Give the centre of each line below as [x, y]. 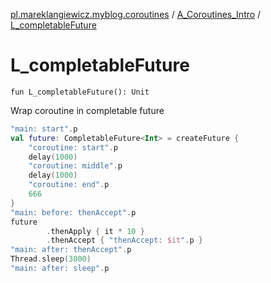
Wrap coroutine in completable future [87, 110]
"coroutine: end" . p [69, 185]
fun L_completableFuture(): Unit [80, 92]
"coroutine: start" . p [73, 147]
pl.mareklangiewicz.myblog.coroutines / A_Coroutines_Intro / [136, 14]
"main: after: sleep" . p [60, 269]
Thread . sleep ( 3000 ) [51, 259]
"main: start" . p [44, 129]
